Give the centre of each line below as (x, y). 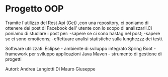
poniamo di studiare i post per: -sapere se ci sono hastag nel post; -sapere (83, 33)
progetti (13, 59)
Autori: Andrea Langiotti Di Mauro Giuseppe (50, 69)
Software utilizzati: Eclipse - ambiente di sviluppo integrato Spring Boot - (80, 48)
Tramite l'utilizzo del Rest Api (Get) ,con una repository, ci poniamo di (77, 23)
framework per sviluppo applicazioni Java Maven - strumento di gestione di (83, 54)
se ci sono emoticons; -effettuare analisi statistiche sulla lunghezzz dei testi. (84, 39)
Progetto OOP (34, 9)
